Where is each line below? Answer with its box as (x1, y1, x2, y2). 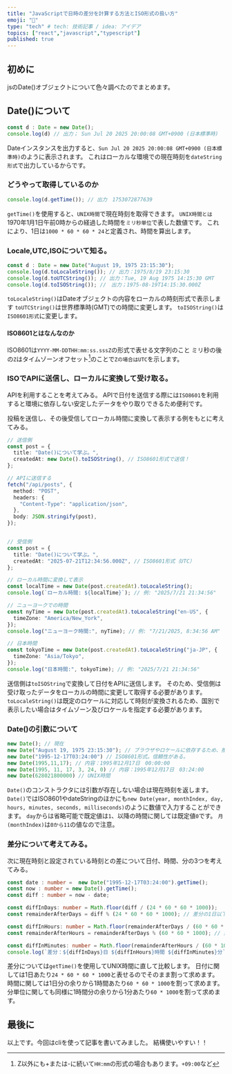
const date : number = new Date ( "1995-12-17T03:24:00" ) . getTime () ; (7, 879, 209, 886)
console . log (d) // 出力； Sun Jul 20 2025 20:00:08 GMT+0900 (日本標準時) (7, 130, 219, 137)
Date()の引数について (7, 724, 78, 734)
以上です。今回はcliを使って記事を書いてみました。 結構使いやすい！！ (7, 1039, 209, 1047)
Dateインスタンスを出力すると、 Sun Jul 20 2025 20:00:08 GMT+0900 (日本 (7, 143, 217, 152)
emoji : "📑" (7, 17, 39, 24)
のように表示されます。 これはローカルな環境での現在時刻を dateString (20, 152, 222, 161)
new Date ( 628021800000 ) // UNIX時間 (7, 772, 110, 779)
